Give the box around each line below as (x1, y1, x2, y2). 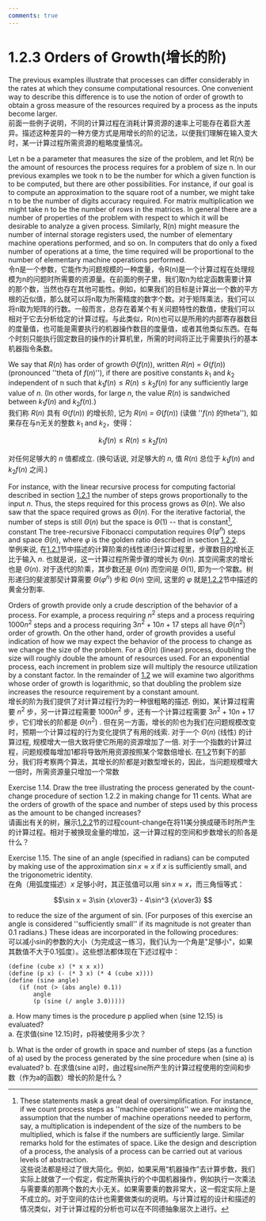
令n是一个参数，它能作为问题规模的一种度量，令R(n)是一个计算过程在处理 (8, 264, 248, 274)
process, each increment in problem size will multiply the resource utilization (8, 662, 258, 672)
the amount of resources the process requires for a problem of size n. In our (8, 162, 256, 171)
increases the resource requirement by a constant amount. (8, 687, 199, 697)
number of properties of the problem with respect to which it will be (8, 212, 229, 222)
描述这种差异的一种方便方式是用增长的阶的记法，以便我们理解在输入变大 (21, 128, 258, 137)
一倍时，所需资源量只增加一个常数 (8, 767, 120, 776)
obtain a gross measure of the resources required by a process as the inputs (8, 100, 258, 109)
